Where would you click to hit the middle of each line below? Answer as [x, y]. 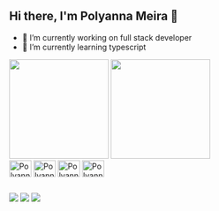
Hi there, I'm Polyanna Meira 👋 [94, 16]
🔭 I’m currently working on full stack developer [107, 37]
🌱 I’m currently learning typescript [84, 47]
